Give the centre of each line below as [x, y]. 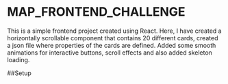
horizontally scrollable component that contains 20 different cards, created [113, 38]
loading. [18, 59]
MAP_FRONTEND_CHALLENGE [97, 12]
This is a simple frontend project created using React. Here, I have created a [114, 31]
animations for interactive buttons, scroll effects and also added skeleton [110, 53]
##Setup [20, 73]
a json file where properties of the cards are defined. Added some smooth [112, 45]
